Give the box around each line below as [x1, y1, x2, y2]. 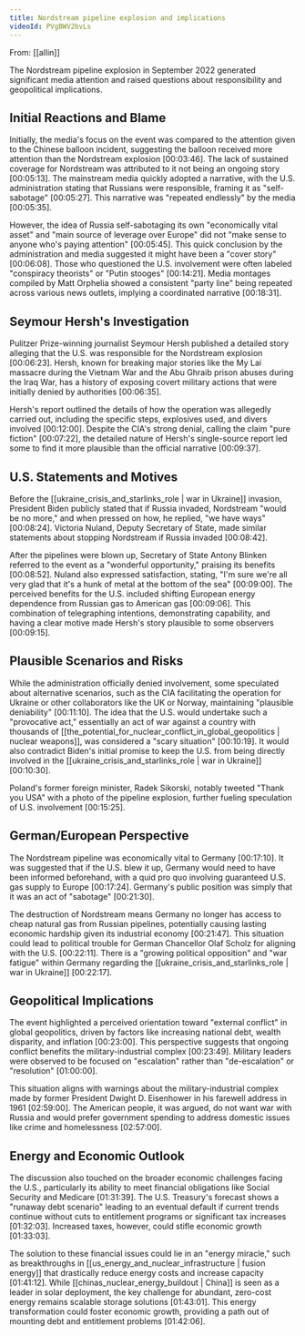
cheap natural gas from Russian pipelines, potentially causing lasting [9, 918, 267, 929]
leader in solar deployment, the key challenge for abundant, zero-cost [9, 1287, 271, 1298]
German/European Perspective [9, 828, 189, 843]
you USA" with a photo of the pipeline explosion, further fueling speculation [9, 791, 293, 802]
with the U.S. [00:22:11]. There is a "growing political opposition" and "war [9, 947, 288, 958]
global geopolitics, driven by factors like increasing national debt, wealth [9, 1026, 281, 1038]
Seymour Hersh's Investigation [9, 313, 189, 329]
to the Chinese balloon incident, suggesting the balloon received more [9, 144, 273, 155]
